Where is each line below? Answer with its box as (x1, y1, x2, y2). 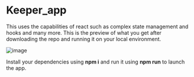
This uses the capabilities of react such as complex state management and (6, 23, 189, 30)
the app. (6, 64, 27, 71)
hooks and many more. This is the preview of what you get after (6, 29, 161, 36)
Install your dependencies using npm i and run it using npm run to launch (6, 58, 185, 65)
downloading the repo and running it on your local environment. (6, 35, 161, 42)
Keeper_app (6, 4, 67, 17)
